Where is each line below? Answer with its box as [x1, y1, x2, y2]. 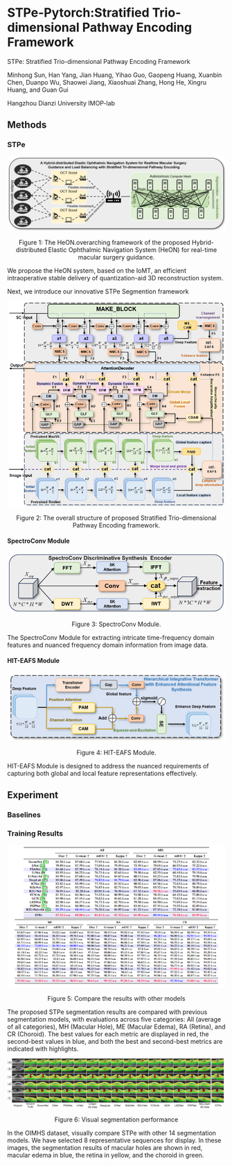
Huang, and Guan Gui [7, 85, 69, 94]
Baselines [7, 810, 42, 820]
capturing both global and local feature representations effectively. [7, 769, 198, 777]
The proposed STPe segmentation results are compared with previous [7, 1008, 208, 1016]
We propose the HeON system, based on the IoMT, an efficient [7, 266, 187, 275]
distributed [15, 245, 47, 254]
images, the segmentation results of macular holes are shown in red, [7, 1144, 203, 1152]
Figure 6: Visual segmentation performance [54, 1115, 179, 1124]
